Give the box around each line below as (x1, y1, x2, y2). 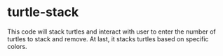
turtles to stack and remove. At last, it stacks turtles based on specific (7, 34, 209, 43)
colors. (7, 42, 27, 50)
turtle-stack (7, 4, 79, 20)
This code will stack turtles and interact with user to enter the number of (7, 27, 216, 36)
